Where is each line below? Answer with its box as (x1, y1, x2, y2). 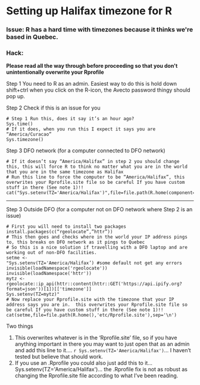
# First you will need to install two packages (6, 224, 127, 230)
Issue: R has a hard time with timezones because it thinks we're (6, 26, 193, 34)
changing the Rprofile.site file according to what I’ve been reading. (14, 372, 179, 379)
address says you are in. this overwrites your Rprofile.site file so (6, 302, 187, 308)
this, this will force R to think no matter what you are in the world (6, 164, 187, 170)
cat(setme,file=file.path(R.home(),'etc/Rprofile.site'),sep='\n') (6, 312, 177, 318)
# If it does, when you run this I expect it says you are (6, 126, 156, 132)
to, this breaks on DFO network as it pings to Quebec (6, 239, 145, 245)
